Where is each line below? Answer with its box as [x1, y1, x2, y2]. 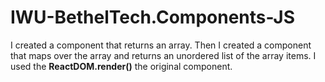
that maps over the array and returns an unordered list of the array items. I [10, 49, 317, 61]
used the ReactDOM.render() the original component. [10, 60, 233, 72]
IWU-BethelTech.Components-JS [10, 6, 295, 29]
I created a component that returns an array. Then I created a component [10, 39, 312, 51]
